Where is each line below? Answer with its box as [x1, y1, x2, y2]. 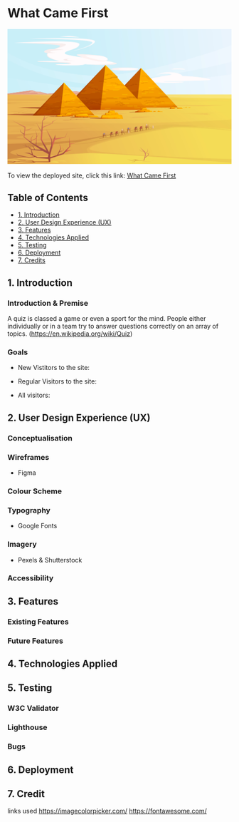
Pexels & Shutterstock [17, 555, 83, 564]
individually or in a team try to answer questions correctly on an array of [7, 322, 219, 331]
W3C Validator [7, 704, 59, 714]
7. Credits [17, 256, 46, 264]
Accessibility [7, 573, 54, 583]
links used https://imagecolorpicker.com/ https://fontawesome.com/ [7, 807, 208, 816]
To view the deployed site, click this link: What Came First [7, 171, 176, 180]
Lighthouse [7, 722, 48, 732]
